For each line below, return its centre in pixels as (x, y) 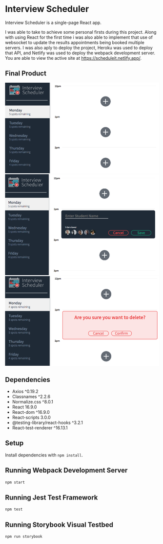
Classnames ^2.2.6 (31, 397)
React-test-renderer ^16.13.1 (40, 428)
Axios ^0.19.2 (25, 391)
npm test (14, 509)
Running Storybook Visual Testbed (59, 525)
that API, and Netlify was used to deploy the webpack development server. (80, 53)
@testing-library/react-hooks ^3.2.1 (47, 423)
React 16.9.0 (24, 407)
